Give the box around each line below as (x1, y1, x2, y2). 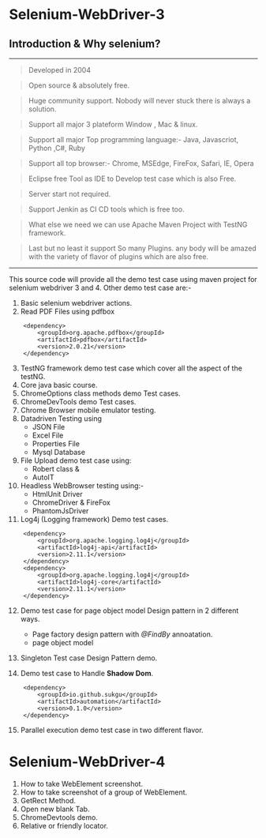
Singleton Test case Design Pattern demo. (20, 653, 158, 663)
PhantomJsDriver (32, 506, 89, 515)
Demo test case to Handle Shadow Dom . (20, 669, 153, 678)
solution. (28, 104, 57, 114)
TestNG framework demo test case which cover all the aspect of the (20, 363, 243, 373)
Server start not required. (28, 190, 111, 198)
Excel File (32, 430, 64, 440)
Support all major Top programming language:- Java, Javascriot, (28, 135, 239, 144)
